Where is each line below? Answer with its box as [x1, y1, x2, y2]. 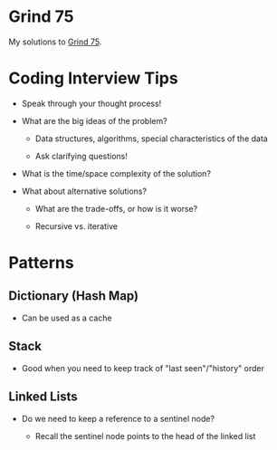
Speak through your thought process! [21, 98, 162, 109]
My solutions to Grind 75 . [8, 36, 102, 47]
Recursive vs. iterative [34, 220, 119, 232]
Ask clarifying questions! [34, 150, 129, 161]
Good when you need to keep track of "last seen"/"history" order [21, 362, 264, 373]
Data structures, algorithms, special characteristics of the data [34, 133, 268, 144]
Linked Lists [8, 389, 78, 405]
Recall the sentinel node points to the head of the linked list [34, 430, 256, 441]
